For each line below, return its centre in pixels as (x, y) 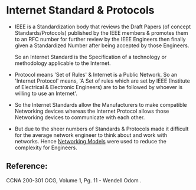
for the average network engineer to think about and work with (91, 135)
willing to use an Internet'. (46, 93)
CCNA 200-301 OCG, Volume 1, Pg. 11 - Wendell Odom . (74, 180)
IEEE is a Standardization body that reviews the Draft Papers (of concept (103, 27)
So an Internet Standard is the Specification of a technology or (91, 57)
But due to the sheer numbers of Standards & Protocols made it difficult (102, 129)
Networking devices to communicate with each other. (80, 117)
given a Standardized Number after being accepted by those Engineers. (102, 45)
